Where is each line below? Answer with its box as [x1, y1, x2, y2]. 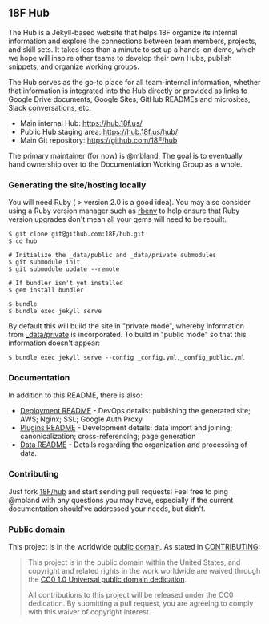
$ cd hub [8, 237, 38, 245]
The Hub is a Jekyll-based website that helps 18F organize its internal [8, 27, 238, 37]
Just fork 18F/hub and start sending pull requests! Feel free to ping [8, 486, 228, 496]
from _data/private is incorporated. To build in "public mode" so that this [8, 330, 247, 340]
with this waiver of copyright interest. [27, 607, 151, 616]
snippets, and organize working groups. [8, 62, 140, 71]
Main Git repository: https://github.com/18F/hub [19, 135, 178, 145]
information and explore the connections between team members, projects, [8, 36, 258, 46]
